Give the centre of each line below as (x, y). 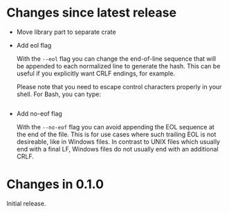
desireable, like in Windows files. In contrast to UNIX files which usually (118, 141)
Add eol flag (34, 45)
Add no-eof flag (39, 113)
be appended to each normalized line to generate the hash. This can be (118, 66)
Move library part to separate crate (66, 32)
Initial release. (26, 203)
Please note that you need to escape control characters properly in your (119, 86)
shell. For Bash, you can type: (59, 94)
